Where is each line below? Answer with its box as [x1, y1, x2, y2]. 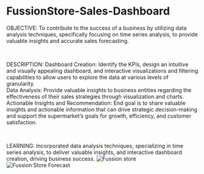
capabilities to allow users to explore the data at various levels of [6, 73, 169, 81]
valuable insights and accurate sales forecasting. [6, 37, 129, 44]
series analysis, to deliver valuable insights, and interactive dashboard [6, 149, 183, 156]
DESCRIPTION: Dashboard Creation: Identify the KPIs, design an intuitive [6, 61, 189, 68]
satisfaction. [6, 118, 38, 125]
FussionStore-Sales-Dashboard [6, 4, 171, 18]
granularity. [6, 80, 35, 87]
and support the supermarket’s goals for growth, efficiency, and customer [6, 112, 192, 119]
